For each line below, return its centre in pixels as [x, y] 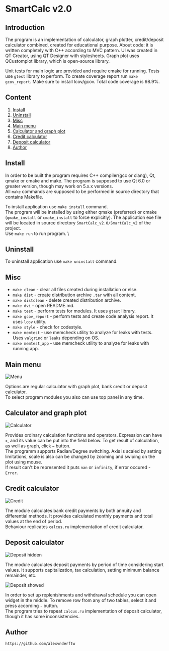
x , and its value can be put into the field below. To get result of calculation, [82, 440]
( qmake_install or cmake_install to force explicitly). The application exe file [83, 217]
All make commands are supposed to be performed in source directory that [82, 191]
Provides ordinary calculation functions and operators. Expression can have [84, 435]
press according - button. [32, 606]
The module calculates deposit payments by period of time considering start [84, 565]
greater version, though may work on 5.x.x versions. [59, 186]
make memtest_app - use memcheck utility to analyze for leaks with [81, 343]
